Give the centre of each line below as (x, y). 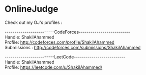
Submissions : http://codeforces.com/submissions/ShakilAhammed (73, 47)
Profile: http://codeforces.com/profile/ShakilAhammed (60, 42)
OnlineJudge (31, 9)
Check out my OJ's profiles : (33, 22)
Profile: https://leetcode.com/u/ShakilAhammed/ (54, 67)
